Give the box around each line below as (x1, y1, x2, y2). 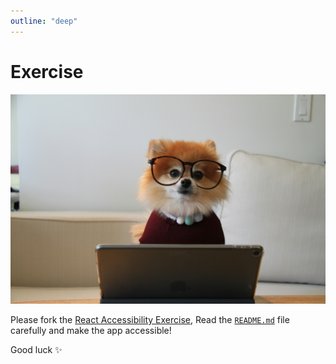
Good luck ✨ (10, 344, 63, 356)
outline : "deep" (10, 16, 78, 26)
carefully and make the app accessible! (10, 325, 172, 337)
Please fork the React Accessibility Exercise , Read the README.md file (10, 314, 290, 326)
